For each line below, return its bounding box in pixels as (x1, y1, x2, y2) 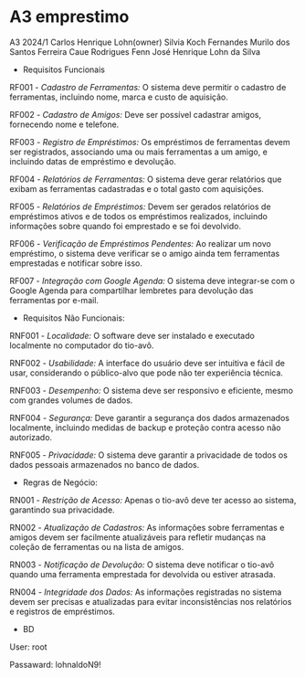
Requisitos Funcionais (22, 64, 105, 75)
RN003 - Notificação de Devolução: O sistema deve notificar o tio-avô (9, 559, 275, 570)
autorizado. (9, 431, 53, 442)
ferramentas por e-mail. (9, 294, 99, 305)
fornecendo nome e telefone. (9, 119, 120, 130)
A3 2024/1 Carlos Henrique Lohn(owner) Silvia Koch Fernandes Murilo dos (9, 37, 290, 48)
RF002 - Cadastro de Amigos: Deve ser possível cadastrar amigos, (9, 109, 262, 120)
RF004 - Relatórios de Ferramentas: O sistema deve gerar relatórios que (9, 174, 282, 185)
